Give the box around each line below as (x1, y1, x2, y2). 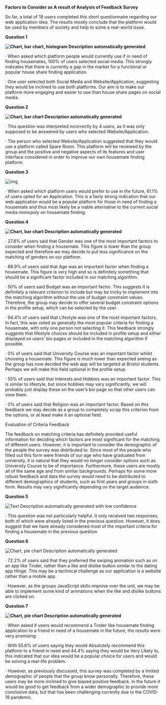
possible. (5, 341, 24, 347)
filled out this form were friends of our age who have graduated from (5, 452, 146, 458)
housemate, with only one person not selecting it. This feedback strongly (5, 325, 155, 331)
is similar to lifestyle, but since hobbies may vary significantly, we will (5, 381, 147, 387)
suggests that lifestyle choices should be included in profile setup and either (5, 330, 161, 336)
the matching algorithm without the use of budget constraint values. (5, 294, 144, 300)
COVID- (143, 689, 159, 695)
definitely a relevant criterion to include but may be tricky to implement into (5, 289, 159, 295)
